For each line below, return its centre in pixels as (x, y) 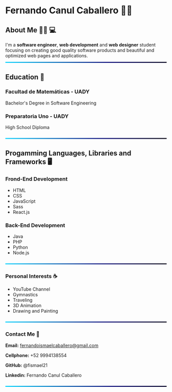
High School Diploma (27, 127)
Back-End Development (35, 225)
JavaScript (24, 201)
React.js (21, 212)
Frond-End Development (37, 179)
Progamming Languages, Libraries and (68, 153)
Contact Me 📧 (23, 334)
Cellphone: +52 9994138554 (36, 355)
